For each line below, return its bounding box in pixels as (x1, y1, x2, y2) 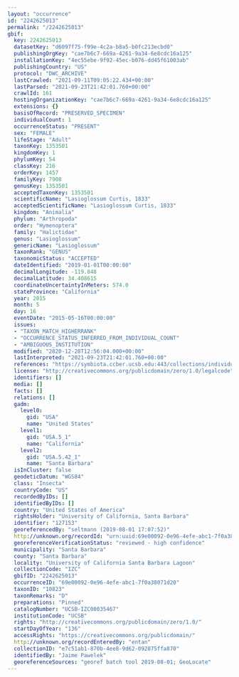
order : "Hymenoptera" (14, 222, 78, 229)
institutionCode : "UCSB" (14, 612, 87, 619)
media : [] (14, 380, 43, 388)
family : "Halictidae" (14, 228, 78, 235)
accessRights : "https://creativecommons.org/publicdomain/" (14, 632, 196, 639)
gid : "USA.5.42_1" (26, 453, 81, 461)
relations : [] (14, 394, 55, 401)
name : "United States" (26, 420, 94, 427)
